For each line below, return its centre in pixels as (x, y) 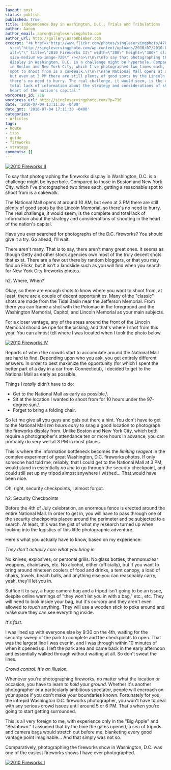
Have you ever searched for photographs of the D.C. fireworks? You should (84, 234)
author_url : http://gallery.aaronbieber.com (53, 39)
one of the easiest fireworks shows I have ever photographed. (70, 752)
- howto (13, 128)
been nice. (16, 478)
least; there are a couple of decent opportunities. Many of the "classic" (80, 296)
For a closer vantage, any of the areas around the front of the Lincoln (78, 322)
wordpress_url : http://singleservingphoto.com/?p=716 (64, 100)
